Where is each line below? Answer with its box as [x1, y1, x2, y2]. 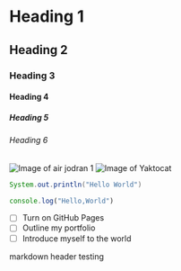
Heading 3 [9, 69, 56, 82]
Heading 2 [9, 42, 69, 58]
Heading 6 [9, 135, 48, 146]
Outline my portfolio [22, 222, 96, 233]
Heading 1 [9, 6, 85, 27]
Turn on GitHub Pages [22, 212, 105, 223]
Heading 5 [9, 112, 49, 122]
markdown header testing [9, 250, 105, 262]
